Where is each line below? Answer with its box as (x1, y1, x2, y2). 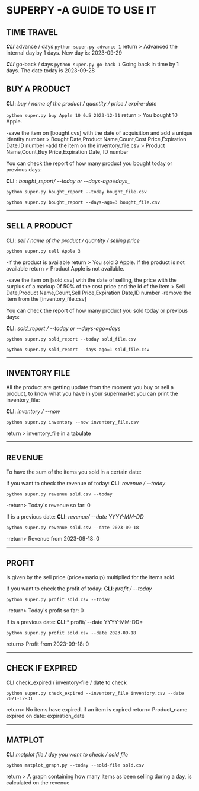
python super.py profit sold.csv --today (6, 597, 110, 603)
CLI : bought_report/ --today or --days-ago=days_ (6, 177, 130, 185)
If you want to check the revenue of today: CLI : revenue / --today (6, 480, 166, 487)
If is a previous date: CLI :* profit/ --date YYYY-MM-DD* (6, 618, 143, 626)
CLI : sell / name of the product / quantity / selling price (6, 237, 140, 244)
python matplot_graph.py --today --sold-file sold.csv (6, 762, 145, 768)
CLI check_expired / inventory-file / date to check (6, 679, 127, 686)
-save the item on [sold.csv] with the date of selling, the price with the (6, 277, 177, 284)
